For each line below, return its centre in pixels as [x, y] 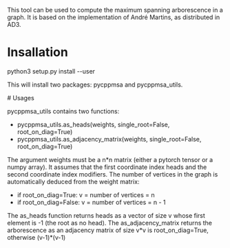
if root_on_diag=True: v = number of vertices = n [86, 194]
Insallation [38, 53]
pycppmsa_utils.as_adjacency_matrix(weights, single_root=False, [109, 139]
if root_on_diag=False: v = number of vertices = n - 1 [91, 202]
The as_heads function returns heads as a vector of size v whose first [106, 215]
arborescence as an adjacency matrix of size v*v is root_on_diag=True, [108, 230]
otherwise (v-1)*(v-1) [36, 237]
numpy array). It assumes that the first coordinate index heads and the [107, 167]
